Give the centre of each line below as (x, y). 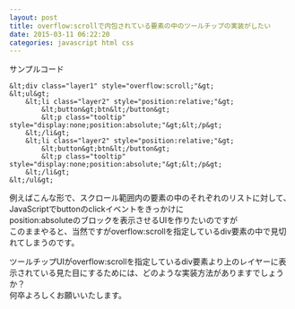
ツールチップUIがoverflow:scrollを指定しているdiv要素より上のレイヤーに (144, 262)
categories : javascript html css (72, 43)
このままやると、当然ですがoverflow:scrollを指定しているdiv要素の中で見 (144, 232)
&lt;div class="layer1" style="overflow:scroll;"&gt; (112, 86)
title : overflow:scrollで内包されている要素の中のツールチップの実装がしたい (140, 26)
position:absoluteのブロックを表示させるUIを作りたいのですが (124, 220)
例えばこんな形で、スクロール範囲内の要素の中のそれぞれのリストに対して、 (150, 198)
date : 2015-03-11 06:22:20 (60, 34)
